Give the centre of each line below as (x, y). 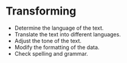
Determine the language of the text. (59, 28)
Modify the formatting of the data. (57, 47)
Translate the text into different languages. (67, 34)
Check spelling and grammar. (51, 53)
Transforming (41, 11)
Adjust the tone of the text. (48, 41)
